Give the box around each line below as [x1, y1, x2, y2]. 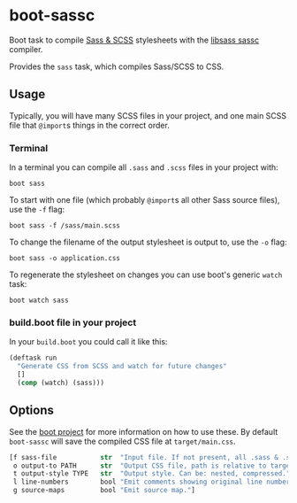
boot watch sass [9, 296, 69, 306]
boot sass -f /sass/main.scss [9, 221, 121, 230]
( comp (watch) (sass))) [17, 378, 104, 387]
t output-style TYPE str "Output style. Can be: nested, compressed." [12, 469, 291, 478]
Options [9, 403, 55, 418]
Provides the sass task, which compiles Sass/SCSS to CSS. [9, 61, 225, 72]
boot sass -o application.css [9, 254, 121, 263]
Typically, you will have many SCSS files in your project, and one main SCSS [9, 110, 287, 120]
